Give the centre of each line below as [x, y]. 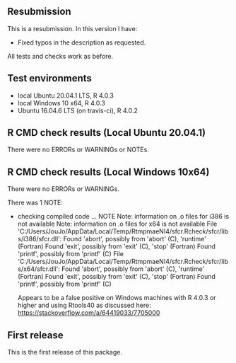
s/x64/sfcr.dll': [39, 269]
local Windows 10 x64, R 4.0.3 [61, 103]
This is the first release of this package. [65, 352]
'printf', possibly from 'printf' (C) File [70, 254]
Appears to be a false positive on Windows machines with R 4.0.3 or [117, 298]
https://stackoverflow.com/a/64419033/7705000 [89, 313]
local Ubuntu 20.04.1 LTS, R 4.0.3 [66, 96]
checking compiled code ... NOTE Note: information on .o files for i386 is [123, 217]
